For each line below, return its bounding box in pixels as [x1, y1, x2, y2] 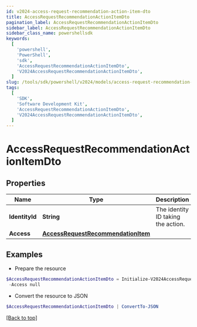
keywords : [6, 36, 30, 42]
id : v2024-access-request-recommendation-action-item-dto [6, 8, 151, 15]
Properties [6, 178, 46, 188]
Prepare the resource [14, 264, 66, 272]
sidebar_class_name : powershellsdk [6, 30, 93, 36]
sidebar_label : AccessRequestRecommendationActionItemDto [6, 25, 151, 31]
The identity [155, 205, 189, 214]
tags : [6, 85, 19, 91]
